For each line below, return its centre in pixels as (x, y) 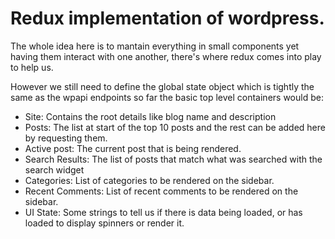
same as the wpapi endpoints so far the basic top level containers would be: (167, 97)
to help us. (32, 67)
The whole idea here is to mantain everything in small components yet (155, 46)
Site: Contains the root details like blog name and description (150, 116)
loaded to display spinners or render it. (104, 223)
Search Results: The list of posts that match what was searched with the (173, 159)
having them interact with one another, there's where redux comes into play (166, 56)
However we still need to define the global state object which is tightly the (162, 86)
